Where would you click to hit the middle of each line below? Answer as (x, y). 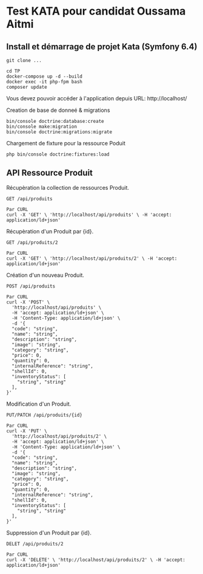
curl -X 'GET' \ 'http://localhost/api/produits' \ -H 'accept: (89, 215)
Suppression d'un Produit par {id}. (49, 533)
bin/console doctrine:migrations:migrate (59, 132)
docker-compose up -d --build (45, 77)
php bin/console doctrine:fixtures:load (58, 154)
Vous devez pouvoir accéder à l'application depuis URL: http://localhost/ (97, 98)
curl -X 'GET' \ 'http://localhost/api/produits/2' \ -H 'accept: (92, 258)
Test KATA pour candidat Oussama (96, 11)
